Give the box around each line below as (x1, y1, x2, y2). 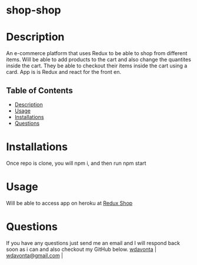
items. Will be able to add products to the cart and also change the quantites (6, 56, 191, 63)
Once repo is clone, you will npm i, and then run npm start (6, 159, 146, 167)
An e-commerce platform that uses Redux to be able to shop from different (6, 50, 188, 57)
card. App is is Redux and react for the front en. (6, 69, 122, 76)
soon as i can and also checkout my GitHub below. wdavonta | (6, 246, 157, 253)
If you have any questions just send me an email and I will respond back (6, 239, 181, 246)
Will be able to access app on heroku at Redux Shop (6, 199, 133, 206)
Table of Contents (6, 86, 74, 96)
